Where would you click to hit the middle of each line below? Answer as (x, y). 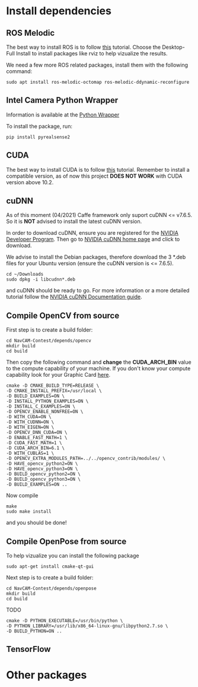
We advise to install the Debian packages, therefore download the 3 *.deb (96, 257)
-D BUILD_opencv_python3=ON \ (44, 480)
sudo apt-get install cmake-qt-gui (50, 567)
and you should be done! (36, 523)
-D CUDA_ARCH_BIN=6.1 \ (36, 448)
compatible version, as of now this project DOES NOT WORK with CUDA (94, 176)
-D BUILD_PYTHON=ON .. (34, 631)
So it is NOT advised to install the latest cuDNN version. (74, 222)
